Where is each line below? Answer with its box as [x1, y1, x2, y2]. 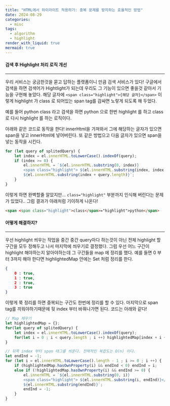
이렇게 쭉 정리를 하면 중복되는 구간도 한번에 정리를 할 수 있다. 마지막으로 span [5, 300, 158, 306]
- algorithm [10, 31, 35, 36]
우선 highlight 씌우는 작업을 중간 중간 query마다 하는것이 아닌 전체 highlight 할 [5, 237, 161, 243]
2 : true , [14, 280, 35, 285]
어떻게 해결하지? [5, 220, 38, 226]
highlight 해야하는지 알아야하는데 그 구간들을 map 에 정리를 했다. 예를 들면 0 [5, 249, 156, 255]
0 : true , [14, 271, 35, 276]
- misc [10, 21, 24, 27]
